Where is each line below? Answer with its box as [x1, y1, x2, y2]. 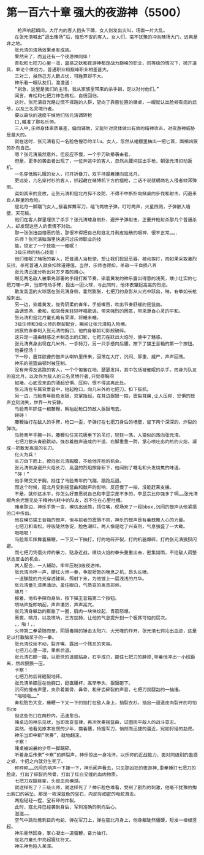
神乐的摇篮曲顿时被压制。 [14, 360, 70, 366]
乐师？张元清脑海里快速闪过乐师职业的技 [14, 236, 102, 243]
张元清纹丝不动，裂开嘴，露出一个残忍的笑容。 [14, 641, 115, 647]
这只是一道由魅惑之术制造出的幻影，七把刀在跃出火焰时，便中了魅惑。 [14, 334, 165, 340]
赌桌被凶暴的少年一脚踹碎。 [14, 745, 75, 751]
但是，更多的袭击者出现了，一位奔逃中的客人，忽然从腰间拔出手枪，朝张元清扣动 [14, 158, 188, 164]
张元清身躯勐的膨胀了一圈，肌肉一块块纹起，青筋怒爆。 [14, 608, 134, 614]
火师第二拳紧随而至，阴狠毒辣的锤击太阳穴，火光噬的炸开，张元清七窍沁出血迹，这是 [14, 628, 197, 634]
